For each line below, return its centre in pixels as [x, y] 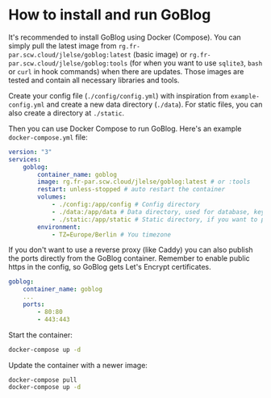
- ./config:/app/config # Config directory [125, 205]
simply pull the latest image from [63, 45]
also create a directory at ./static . [67, 113]
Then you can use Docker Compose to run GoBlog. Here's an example [125, 128]
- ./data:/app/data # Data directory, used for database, [151, 212]
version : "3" [30, 152]
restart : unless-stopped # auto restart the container [131, 190]
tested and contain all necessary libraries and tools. [94, 80]
